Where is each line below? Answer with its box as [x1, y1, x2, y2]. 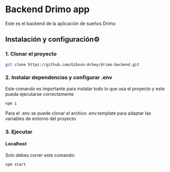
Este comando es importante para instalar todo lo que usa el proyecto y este [5, 85, 165, 92]
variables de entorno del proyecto [5, 116, 76, 122]
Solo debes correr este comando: [5, 152, 76, 158]
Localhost [5, 141, 27, 147]
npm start [5, 162, 26, 167]
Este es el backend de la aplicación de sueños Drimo [5, 20, 116, 26]
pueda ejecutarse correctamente [5, 91, 74, 97]
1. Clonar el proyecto [5, 50, 57, 58]
